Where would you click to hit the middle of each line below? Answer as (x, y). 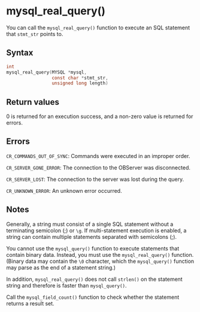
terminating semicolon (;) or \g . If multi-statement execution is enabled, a (96, 230)
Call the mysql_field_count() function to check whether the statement (93, 297)
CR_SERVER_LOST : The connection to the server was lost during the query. (95, 179)
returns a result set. (31, 303)
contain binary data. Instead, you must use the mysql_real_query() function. (100, 255)
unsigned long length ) (80, 83)
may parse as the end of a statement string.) (61, 267)
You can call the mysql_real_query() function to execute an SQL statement (98, 28)
